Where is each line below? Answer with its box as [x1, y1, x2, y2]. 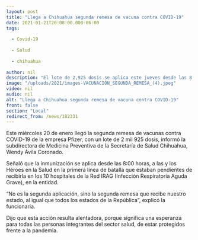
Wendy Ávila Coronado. [6, 149, 64, 156]
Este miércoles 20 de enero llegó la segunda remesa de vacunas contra [6, 130, 181, 137]
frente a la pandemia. [6, 227, 58, 234]
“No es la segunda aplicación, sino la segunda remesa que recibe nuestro [6, 190, 186, 197]
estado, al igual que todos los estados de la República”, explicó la [6, 197, 166, 204]
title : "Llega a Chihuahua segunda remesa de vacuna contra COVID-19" [6, 14, 184, 20]
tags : [6, 25, 20, 31]
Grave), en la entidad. [6, 179, 59, 186]
